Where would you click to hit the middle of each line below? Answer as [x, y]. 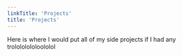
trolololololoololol [32, 46]
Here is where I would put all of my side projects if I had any [91, 39]
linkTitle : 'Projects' [39, 13]
